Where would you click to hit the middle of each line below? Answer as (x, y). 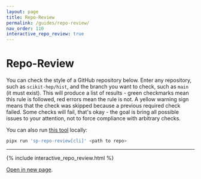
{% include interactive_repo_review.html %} (60, 158)
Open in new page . (30, 169)
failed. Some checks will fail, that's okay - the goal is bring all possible (93, 112)
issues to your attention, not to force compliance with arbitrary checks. (94, 119)
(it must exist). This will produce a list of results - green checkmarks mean (98, 93)
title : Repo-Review (31, 17)
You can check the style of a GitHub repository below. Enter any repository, (99, 80)
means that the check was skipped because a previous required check (93, 106)
